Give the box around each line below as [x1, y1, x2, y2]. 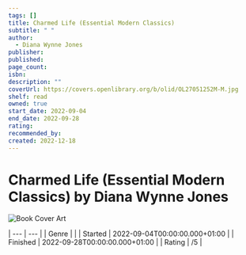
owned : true [8, 100, 47, 108]
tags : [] [8, 11, 37, 20]
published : [8, 56, 44, 64]
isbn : [8, 70, 26, 78]
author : [8, 33, 34, 42]
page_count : [8, 63, 47, 71]
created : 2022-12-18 [8, 136, 77, 145]
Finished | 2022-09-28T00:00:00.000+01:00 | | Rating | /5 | [8, 238, 202, 247]
